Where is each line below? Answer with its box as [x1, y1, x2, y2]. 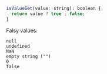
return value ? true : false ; [11, 10, 85, 17]
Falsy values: [6, 27, 38, 34]
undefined [6, 43, 31, 49]
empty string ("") [6, 53, 51, 59]
